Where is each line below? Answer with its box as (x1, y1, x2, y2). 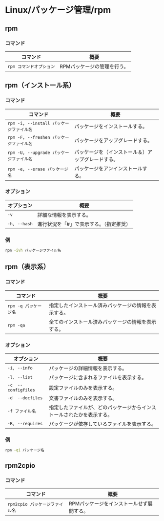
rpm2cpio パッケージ (7, 501, 51, 507)
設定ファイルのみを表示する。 (48, 385, 118, 391)
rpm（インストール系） (5, 81, 76, 89)
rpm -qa (7, 322, 25, 328)
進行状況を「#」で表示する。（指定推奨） (37, 220, 131, 227)
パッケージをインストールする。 (74, 123, 148, 130)
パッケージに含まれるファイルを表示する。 (48, 374, 147, 381)
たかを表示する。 (73, 412, 113, 418)
